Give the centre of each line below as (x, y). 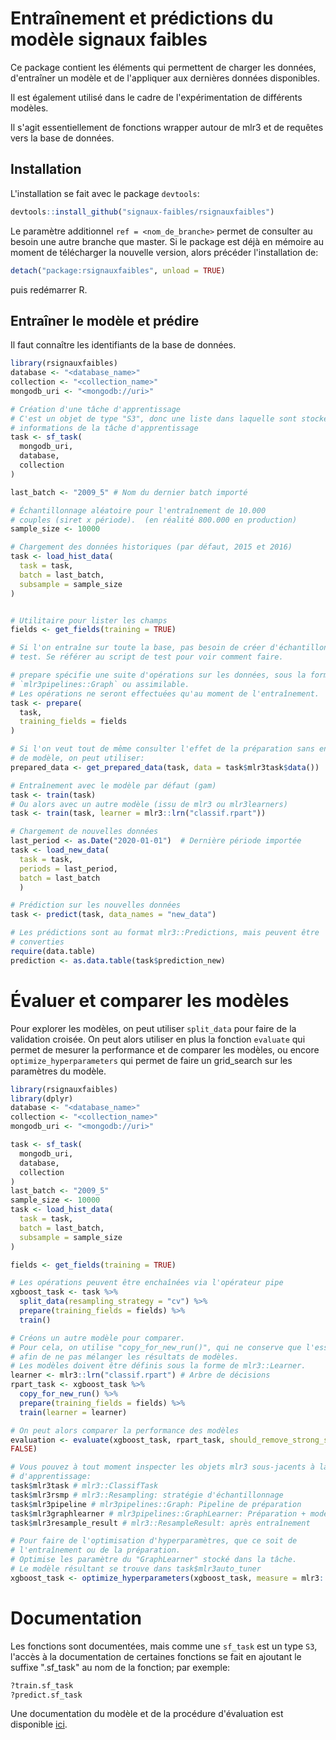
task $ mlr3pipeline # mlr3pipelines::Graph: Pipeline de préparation (156, 1504)
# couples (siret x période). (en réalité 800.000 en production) (154, 520)
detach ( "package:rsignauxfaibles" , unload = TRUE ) (118, 270)
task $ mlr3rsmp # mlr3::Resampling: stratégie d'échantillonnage (147, 1495)
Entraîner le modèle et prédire (105, 320)
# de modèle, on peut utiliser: (77, 758)
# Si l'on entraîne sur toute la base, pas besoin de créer (138, 648)
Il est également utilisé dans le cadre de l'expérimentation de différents (156, 97)
